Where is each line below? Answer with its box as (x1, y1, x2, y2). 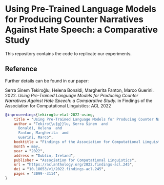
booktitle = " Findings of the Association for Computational (14, 140, 141, 144)
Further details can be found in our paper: (5, 78, 89, 83)
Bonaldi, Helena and (18, 126, 62, 131)
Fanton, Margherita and (18, 130, 69, 135)
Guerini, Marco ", (18, 135, 54, 140)
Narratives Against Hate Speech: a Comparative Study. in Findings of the (5, 98, 153, 103)
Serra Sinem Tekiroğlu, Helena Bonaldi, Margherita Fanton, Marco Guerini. (5, 87, 154, 93)
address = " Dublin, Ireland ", (14, 153, 76, 158)
